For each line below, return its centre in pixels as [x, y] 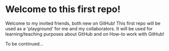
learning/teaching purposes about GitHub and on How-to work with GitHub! [85, 34]
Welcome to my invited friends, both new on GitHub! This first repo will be [83, 23]
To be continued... [24, 43]
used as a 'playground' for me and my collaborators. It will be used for [79, 28]
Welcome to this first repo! [63, 9]
